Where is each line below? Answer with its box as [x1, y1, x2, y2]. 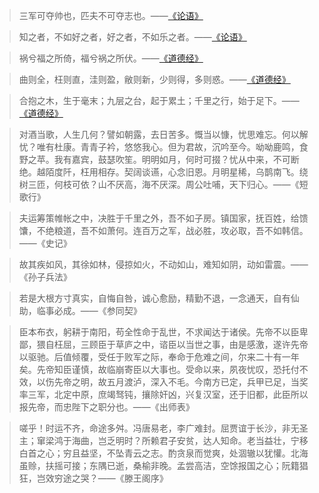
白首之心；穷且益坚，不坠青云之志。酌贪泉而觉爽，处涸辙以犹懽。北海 [18, 447, 309, 459]
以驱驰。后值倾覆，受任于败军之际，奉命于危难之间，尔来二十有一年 [18, 351, 300, 363]
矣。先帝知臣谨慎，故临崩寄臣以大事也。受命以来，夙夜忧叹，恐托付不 [18, 364, 309, 375]
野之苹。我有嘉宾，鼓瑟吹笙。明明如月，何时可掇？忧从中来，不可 [18, 154, 291, 165]
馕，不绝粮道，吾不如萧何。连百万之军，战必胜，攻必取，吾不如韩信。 [18, 225, 309, 236]
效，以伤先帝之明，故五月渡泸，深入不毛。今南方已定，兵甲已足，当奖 [18, 376, 309, 388]
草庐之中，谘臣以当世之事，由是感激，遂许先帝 [115, 339, 309, 350]
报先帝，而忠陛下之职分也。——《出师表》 [18, 401, 195, 413]
